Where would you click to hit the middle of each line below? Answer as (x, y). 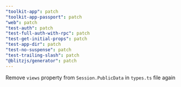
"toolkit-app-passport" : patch (44, 17)
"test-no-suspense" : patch (38, 50)
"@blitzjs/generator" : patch (41, 61)
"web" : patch (21, 22)
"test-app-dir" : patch (33, 45)
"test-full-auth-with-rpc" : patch (48, 34)
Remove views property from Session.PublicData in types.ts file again (90, 78)
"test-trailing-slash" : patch (43, 55)
